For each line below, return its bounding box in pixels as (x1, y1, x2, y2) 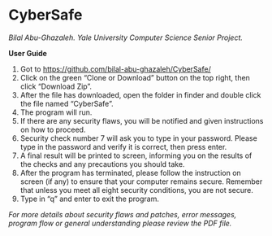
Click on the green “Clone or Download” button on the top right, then (19, 72, 250, 82)
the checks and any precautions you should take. (19, 159, 185, 168)
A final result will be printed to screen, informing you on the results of (19, 151, 253, 160)
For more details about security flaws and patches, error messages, (8, 209, 237, 219)
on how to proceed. (19, 125, 86, 134)
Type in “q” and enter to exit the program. (19, 194, 160, 203)
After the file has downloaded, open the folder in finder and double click (19, 90, 261, 99)
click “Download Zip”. (19, 81, 92, 91)
